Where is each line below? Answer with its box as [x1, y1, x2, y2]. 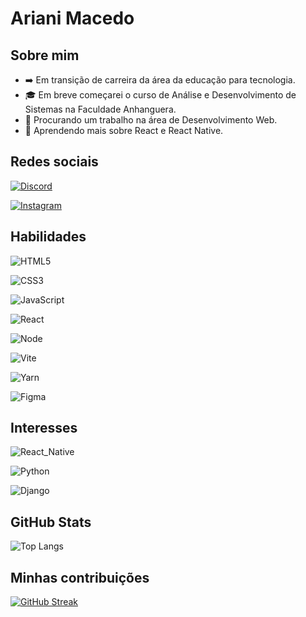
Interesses [10, 420, 78, 437]
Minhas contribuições [10, 569, 150, 586]
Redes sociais [10, 153, 99, 171]
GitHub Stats [10, 513, 92, 531]
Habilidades [10, 228, 87, 246]
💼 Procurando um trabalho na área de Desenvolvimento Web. [24, 114, 278, 126]
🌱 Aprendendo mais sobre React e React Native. [24, 125, 224, 136]
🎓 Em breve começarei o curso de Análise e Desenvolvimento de [24, 89, 297, 101]
